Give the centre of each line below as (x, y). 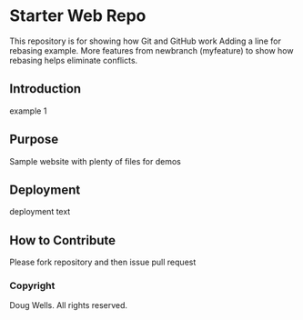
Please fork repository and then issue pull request (103, 262)
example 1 (28, 111)
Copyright (32, 285)
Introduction (45, 89)
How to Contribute (63, 240)
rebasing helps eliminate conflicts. (74, 60)
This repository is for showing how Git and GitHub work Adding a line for (146, 41)
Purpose (34, 140)
